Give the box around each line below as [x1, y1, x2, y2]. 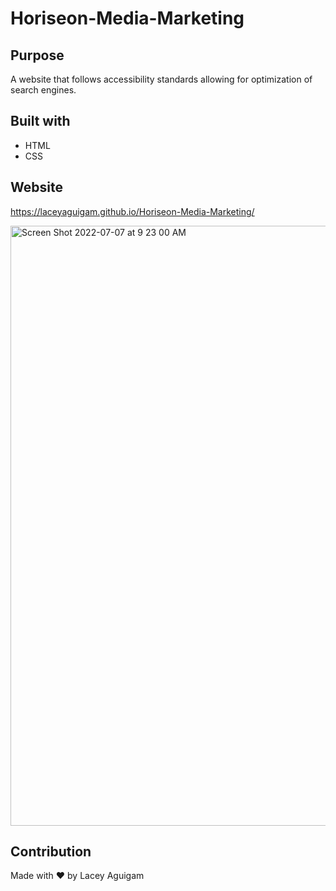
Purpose [10, 47, 65, 64]
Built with [10, 113, 71, 130]
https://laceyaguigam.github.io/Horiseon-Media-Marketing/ [10, 205, 255, 217]
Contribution [10, 843, 92, 861]
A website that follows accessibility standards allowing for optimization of [10, 73, 313, 85]
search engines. [10, 84, 77, 96]
